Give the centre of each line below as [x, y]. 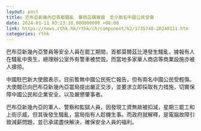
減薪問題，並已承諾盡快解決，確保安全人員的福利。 [74, 122]
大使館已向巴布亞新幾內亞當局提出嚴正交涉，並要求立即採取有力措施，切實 [98, 87]
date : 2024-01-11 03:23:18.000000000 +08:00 [63, 23]
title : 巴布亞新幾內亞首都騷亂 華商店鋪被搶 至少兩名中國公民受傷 [80, 17]
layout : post [22, 12]
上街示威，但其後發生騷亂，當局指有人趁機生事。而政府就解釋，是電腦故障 [98, 115]
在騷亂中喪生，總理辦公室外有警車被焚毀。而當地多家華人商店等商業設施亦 [98, 59]
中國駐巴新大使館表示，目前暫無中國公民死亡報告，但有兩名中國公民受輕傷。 [100, 80]
